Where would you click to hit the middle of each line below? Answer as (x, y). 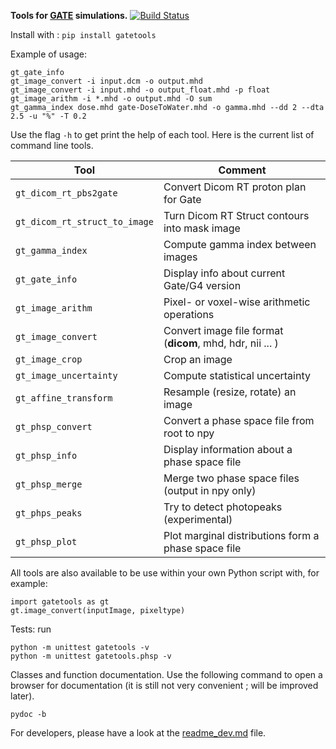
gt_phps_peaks (49, 513)
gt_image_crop (49, 359)
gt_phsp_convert (54, 426)
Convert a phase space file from (239, 420)
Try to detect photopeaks (223, 507)
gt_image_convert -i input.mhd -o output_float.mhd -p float (140, 90)
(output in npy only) (210, 490)
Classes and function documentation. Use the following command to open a (166, 674)
